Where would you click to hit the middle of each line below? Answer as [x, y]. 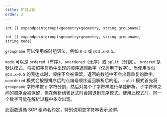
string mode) [19, 41]
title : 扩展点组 [20, 10]
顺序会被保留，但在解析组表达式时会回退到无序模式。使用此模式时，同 [85, 93]
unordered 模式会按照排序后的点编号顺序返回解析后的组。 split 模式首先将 [82, 80]
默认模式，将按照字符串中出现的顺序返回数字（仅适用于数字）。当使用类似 [80, 68]
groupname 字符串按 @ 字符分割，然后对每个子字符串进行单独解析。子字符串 [81, 86]
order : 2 [14, 14]
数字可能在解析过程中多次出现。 [42, 99]
